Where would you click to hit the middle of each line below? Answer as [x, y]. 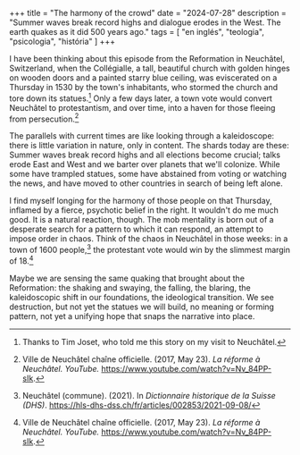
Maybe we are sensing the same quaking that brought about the [127, 278]
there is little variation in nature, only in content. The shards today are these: [149, 146]
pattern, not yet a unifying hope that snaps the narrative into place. [132, 316]
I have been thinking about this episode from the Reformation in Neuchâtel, [147, 59]
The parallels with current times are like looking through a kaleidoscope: [142, 136]
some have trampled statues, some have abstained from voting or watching [148, 174]
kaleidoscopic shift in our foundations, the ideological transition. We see [142, 297]
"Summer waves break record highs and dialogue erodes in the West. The [145, 22]
